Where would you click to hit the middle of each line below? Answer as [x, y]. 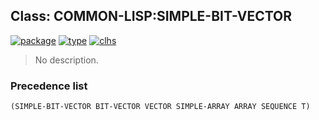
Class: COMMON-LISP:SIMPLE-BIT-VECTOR [151, 16]
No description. [66, 60]
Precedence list [49, 86]
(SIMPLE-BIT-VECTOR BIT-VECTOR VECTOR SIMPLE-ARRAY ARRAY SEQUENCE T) [160, 107]
